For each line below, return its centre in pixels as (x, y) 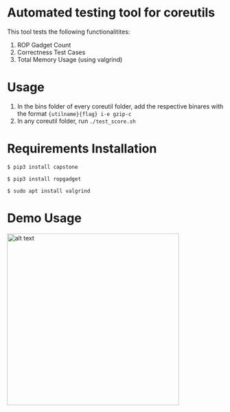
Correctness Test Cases (51, 52)
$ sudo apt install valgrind (49, 191)
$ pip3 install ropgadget (44, 179)
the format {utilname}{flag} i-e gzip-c (74, 113)
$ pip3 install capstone (43, 167)
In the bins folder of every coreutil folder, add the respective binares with (120, 106)
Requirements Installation (82, 149)
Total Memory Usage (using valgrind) (70, 59)
